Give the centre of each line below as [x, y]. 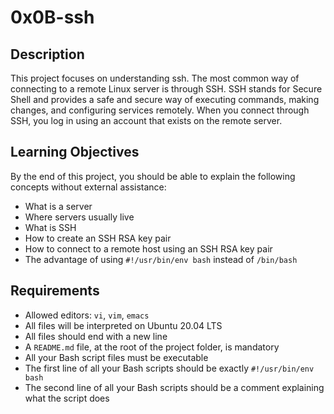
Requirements [55, 291]
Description [47, 54]
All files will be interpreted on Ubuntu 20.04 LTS [123, 325]
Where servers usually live [79, 217]
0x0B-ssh [52, 17]
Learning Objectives [75, 152]
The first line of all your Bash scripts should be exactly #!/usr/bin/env [169, 368]
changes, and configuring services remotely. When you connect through [160, 110]
